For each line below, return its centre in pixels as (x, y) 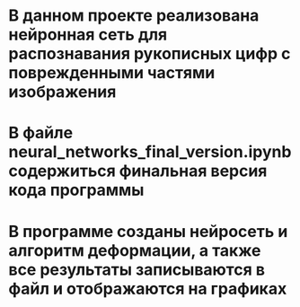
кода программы (76, 190)
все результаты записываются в (137, 269)
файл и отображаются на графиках (148, 289)
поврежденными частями (112, 73)
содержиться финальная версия (138, 171)
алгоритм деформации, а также (135, 250)
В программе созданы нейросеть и (148, 231)
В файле (41, 133)
